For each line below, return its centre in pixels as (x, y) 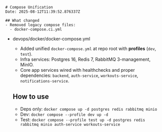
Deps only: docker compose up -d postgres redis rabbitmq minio (89, 109)
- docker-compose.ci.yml (36, 29)
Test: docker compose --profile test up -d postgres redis (83, 119)
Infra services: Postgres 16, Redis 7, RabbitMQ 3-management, (85, 59)
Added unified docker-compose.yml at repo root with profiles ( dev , (88, 49)
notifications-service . (45, 81)
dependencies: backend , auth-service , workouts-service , (79, 75)
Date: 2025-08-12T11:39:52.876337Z (43, 12)
